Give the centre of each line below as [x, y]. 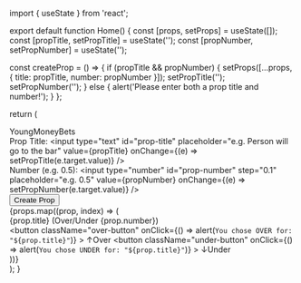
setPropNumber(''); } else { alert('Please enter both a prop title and [134, 87]
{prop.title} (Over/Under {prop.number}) [84, 220]
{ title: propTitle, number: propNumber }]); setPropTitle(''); [117, 77]
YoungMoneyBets [43, 132]
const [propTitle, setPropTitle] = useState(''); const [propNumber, [131, 40]
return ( [24, 114]
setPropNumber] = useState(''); [68, 50]
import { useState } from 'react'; [69, 13]
